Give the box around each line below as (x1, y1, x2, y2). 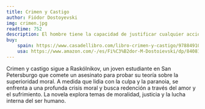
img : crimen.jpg (6, 20, 48, 26)
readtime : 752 (6, 25, 43, 32)
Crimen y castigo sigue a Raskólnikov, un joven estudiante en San (6, 65, 171, 72)
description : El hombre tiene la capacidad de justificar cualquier (6, 31, 184, 38)
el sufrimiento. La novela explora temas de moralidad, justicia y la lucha (6, 90, 186, 97)
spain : (17, 43, 34, 49)
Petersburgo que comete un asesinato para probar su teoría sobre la (6, 71, 179, 79)
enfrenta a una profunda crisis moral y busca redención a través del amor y (6, 84, 196, 91)
